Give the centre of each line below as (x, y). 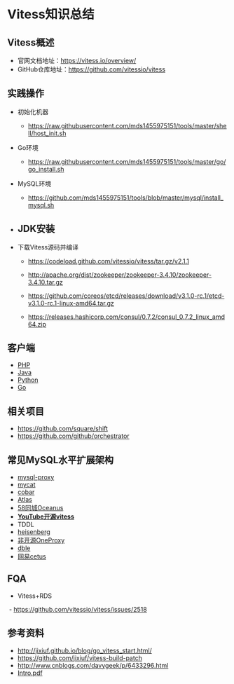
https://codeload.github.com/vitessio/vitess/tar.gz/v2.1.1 (108, 261)
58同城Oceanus (40, 508)
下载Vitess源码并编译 (48, 247)
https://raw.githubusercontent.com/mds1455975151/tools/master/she (127, 125)
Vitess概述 (31, 42)
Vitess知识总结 (51, 14)
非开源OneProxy (41, 540)
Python (28, 380)
